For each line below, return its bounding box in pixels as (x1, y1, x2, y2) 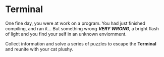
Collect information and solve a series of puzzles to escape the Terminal (5, 40, 156, 46)
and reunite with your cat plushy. (5, 46, 73, 52)
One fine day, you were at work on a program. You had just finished (5, 20, 145, 26)
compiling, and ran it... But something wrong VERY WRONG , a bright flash (5, 25, 159, 31)
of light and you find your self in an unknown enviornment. (5, 31, 127, 37)
